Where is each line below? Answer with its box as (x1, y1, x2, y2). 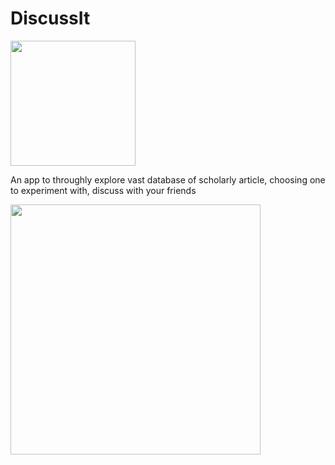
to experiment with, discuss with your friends (10, 184, 197, 196)
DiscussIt (10, 7, 91, 30)
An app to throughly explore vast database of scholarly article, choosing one (10, 173, 326, 186)
